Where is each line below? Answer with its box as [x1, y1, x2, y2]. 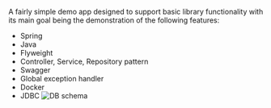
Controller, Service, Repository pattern [19, 56, 149, 66]
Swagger [19, 65, 51, 75]
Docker [19, 82, 45, 92]
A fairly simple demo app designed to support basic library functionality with [8, 7, 264, 16]
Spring [19, 31, 43, 40]
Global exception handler [19, 74, 104, 83]
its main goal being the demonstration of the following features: [8, 15, 220, 25]
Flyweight [19, 48, 53, 57]
